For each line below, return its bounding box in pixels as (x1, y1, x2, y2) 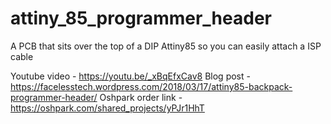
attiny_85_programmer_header (10, 7, 272, 30)
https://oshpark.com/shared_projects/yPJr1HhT (10, 102, 205, 114)
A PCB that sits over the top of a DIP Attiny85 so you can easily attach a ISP (10, 40, 322, 52)
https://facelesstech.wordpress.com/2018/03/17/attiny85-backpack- (10, 80, 293, 92)
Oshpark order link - (99, 91, 183, 103)
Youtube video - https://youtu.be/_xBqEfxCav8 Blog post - (10, 70, 251, 82)
